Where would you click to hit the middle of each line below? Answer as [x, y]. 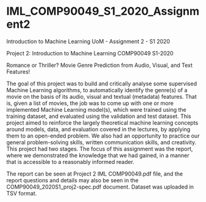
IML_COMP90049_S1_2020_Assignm [103, 11]
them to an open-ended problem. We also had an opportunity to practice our [103, 136]
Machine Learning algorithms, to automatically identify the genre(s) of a [97, 90]
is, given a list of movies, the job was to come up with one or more [90, 103]
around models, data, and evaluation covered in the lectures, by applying [98, 129]
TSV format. [22, 193]
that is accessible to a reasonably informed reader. [71, 161]
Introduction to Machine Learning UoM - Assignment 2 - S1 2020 [88, 41]
